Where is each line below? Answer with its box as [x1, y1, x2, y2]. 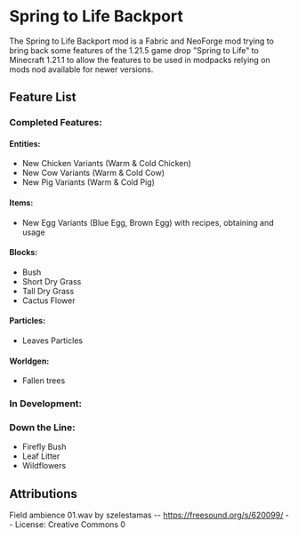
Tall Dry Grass [21, 285, 75, 296]
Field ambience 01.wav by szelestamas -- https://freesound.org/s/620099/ [9, 509, 284, 521]
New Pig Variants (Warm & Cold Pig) [21, 177, 156, 188]
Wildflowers [21, 461, 67, 471]
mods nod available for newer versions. [9, 64, 154, 75]
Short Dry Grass [21, 276, 82, 286]
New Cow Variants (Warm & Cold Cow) [21, 167, 165, 179]
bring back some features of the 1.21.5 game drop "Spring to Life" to [9, 44, 260, 55]
